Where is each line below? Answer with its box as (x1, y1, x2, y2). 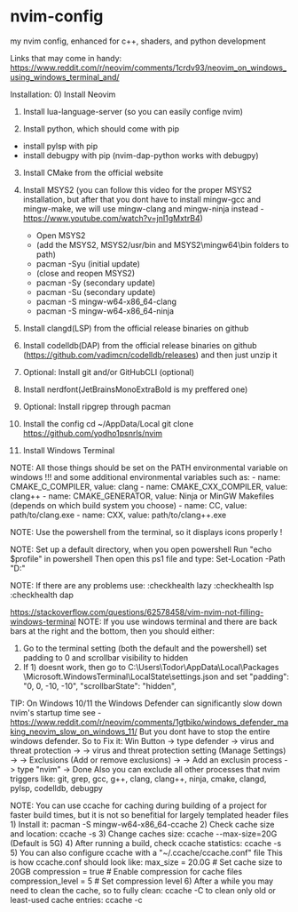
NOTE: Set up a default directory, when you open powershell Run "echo (10, 544, 272, 555)
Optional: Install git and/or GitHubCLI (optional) (22, 366, 194, 377)
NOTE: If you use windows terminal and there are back (77, 616, 278, 627)
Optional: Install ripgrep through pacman (22, 401, 171, 412)
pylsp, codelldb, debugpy (10, 782, 103, 793)
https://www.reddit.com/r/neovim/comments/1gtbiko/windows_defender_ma (10, 716, 289, 727)
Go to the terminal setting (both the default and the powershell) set (22, 643, 267, 653)
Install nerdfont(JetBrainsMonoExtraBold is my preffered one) (22, 384, 248, 395)
